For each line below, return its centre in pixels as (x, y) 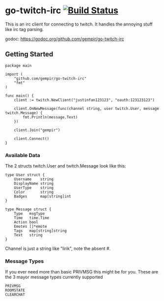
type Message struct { (28, 209)
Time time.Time (32, 218)
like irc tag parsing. (25, 29)
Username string (34, 179)
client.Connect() (32, 138)
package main (18, 66)
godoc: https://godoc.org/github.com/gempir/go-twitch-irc (65, 39)
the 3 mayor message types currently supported (54, 277)
